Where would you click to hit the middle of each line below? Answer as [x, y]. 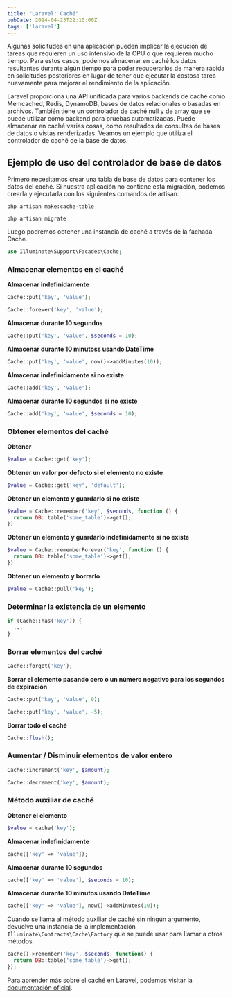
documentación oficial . [40, 987]
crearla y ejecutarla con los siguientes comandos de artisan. [93, 194]
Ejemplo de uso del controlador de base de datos [115, 163]
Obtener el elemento [37, 815]
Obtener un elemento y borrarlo [54, 576]
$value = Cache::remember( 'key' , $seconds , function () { [92, 511]
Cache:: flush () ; [30, 738]
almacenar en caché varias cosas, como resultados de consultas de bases [114, 126]
